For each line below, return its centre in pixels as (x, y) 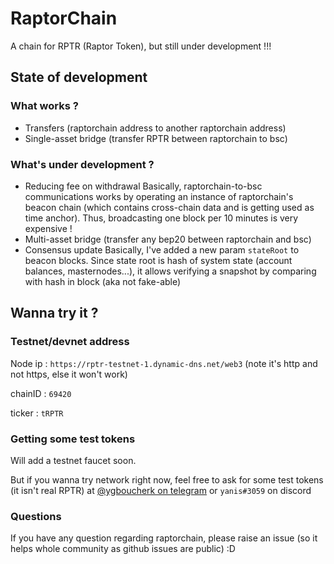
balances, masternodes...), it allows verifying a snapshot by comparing (170, 271)
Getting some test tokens (73, 439)
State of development (79, 77)
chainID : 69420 (41, 393)
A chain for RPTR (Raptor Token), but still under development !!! (141, 46)
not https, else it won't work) (69, 374)
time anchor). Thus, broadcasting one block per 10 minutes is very (161, 218)
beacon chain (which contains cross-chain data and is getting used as (169, 207)
